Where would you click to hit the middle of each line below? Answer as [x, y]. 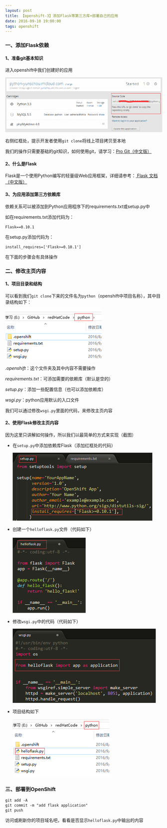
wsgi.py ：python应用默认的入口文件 [42, 400]
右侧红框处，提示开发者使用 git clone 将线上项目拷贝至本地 [66, 141]
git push [14, 811]
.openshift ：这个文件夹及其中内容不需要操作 [50, 368]
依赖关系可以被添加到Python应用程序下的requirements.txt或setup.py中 [78, 206]
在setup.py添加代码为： [29, 237]
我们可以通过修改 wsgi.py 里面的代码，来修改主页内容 [59, 410]
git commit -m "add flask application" [47, 806]
